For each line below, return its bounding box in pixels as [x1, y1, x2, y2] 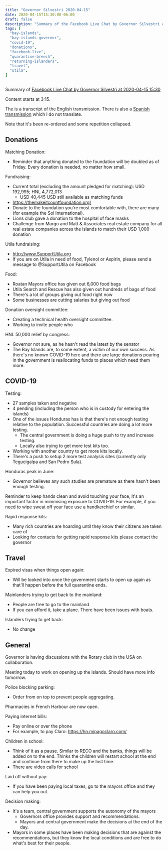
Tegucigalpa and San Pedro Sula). [12, 459, 82, 465]
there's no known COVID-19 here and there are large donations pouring [12, 352, 159, 358]
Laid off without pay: [5, 774, 47, 780]
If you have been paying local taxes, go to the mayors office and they [12, 783, 155, 789]
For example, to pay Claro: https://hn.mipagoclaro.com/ [12, 729, 127, 735]
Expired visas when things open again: [5, 567, 85, 573]
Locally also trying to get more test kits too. [19, 443, 109, 449]
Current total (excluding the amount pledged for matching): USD [12, 183, 145, 189]
